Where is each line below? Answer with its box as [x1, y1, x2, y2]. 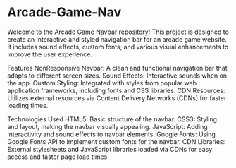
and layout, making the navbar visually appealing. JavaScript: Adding [7, 122, 208, 131]
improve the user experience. [7, 50, 93, 59]
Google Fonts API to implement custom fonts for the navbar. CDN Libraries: [7, 137, 225, 145]
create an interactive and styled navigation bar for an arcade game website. [7, 35, 227, 43]
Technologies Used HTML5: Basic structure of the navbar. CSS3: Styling [7, 114, 217, 124]
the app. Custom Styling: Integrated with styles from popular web [7, 78, 197, 87]
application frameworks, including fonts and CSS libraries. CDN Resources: [7, 86, 225, 95]
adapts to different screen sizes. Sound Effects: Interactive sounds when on [7, 71, 228, 80]
